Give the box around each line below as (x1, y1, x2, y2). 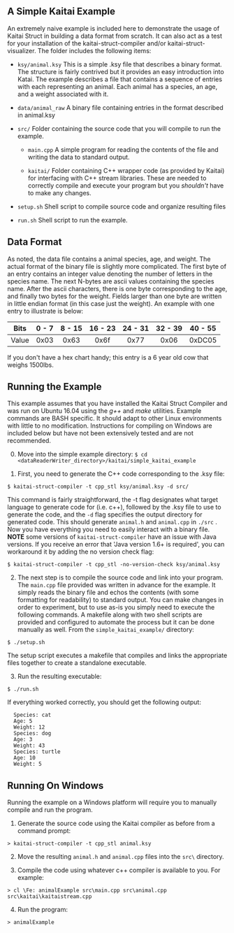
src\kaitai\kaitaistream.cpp (7, 893, 92, 900)
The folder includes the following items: (37, 46, 152, 55)
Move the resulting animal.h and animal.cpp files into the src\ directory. (17, 853, 225, 861)
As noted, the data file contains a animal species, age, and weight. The (7, 255, 211, 263)
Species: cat (13, 712, 52, 719)
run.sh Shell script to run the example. (17, 216, 128, 224)
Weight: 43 (13, 742, 45, 750)
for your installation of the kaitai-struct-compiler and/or (7, 38, 166, 48)
